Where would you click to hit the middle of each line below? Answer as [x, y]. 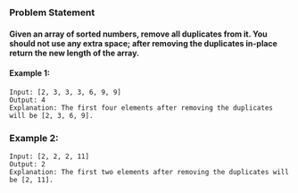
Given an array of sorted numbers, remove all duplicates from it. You [138, 34]
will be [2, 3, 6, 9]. [51, 115]
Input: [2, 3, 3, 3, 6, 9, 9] [66, 92]
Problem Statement [52, 13]
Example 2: [34, 138]
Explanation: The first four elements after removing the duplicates [141, 108]
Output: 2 [28, 164]
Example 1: [30, 73]
